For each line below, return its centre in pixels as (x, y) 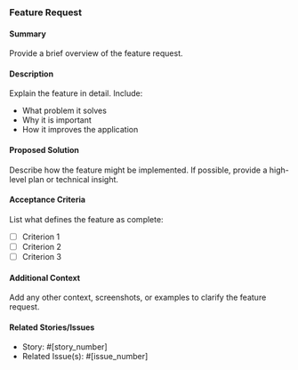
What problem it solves (64, 111)
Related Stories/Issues (52, 327)
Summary (28, 34)
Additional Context (45, 277)
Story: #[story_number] (65, 347)
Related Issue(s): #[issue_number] (85, 357)
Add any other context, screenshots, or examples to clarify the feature (138, 298)
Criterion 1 (41, 237)
